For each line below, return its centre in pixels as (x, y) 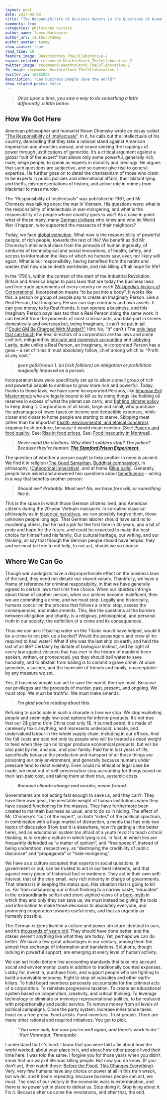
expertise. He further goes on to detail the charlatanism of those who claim (82, 173)
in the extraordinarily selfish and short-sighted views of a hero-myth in (78, 895)
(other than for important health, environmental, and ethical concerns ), (78, 423)
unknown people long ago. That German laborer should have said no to (78, 519)
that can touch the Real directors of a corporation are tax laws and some (79, 335)
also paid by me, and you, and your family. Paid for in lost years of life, (77, 749)
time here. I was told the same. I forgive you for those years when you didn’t (83, 1055)
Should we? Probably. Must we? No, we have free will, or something (89, 489)
